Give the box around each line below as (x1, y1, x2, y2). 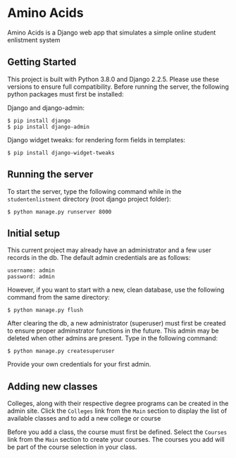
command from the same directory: (7, 293, 111, 302)
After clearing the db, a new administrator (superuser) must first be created (7, 319, 226, 328)
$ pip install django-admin (7, 123, 90, 130)
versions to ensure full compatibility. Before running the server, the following (7, 82, 229, 91)
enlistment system (7, 35, 61, 44)
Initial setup (7, 227, 61, 239)
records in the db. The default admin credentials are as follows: (7, 254, 191, 262)
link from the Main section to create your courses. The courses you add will (7, 435, 225, 444)
